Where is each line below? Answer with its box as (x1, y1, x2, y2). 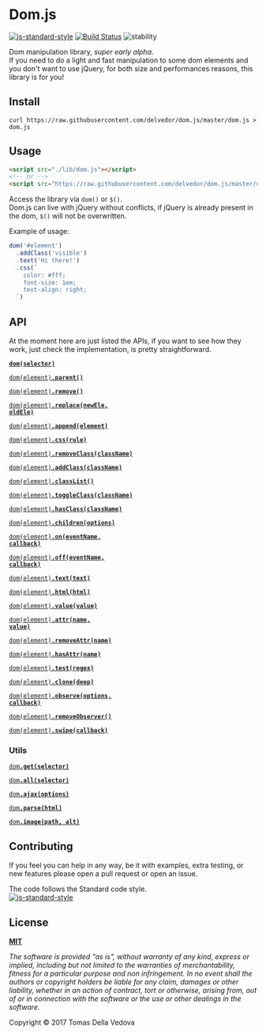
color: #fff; (23, 271, 66, 279)
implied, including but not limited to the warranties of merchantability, (9, 960, 236, 969)
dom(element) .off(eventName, (9, 553, 105, 561)
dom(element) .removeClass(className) (9, 450, 133, 458)
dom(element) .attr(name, (9, 616, 91, 624)
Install (9, 95, 40, 108)
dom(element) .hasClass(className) (9, 505, 123, 513)
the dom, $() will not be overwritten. (9, 211, 127, 221)
